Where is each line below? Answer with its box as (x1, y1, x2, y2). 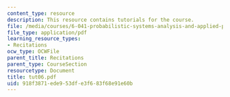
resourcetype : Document (7, 67, 75, 74)
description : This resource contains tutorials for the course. (7, 16, 194, 23)
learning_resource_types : (7, 36, 81, 42)
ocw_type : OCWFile (7, 48, 60, 55)
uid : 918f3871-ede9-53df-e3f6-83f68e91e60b (7, 80, 133, 87)
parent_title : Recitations (7, 55, 84, 61)
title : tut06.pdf (7, 73, 57, 81)
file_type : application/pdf (7, 29, 88, 36)
